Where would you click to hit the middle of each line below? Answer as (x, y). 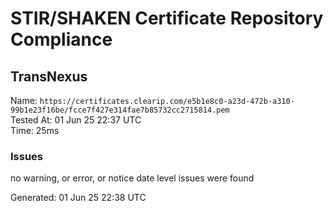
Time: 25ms (35, 130)
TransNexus (49, 76)
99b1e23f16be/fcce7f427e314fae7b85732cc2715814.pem (120, 110)
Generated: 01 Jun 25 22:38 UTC (78, 198)
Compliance (61, 39)
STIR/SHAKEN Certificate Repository (167, 18)
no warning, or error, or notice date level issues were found (132, 178)
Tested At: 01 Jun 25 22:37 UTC (76, 120)
